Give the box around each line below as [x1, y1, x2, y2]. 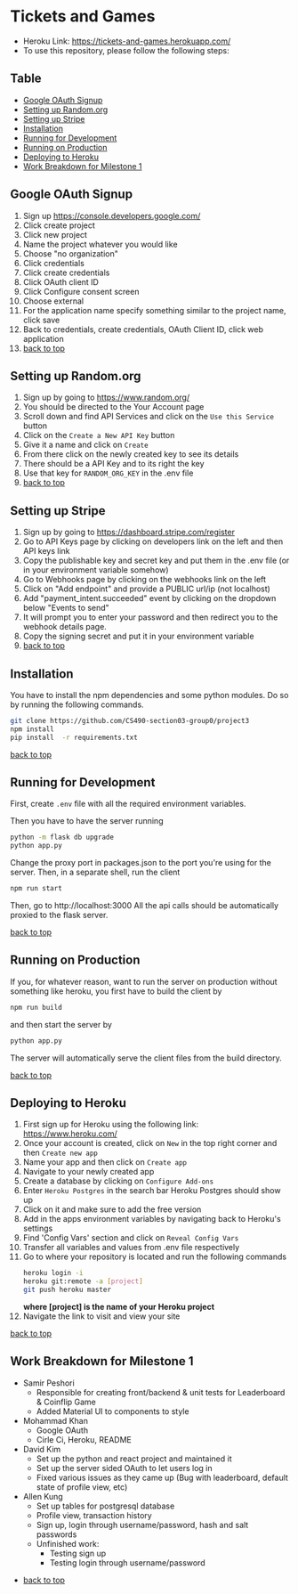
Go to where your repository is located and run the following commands [22, 1251, 287, 1262]
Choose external [22, 296, 84, 306]
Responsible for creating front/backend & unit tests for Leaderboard [36, 1387, 286, 1397]
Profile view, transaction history [36, 1509, 152, 1520]
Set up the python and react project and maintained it [36, 1453, 232, 1464]
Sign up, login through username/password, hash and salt [36, 1519, 249, 1530]
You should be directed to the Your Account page [22, 402, 205, 412]
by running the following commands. [10, 699, 145, 710]
